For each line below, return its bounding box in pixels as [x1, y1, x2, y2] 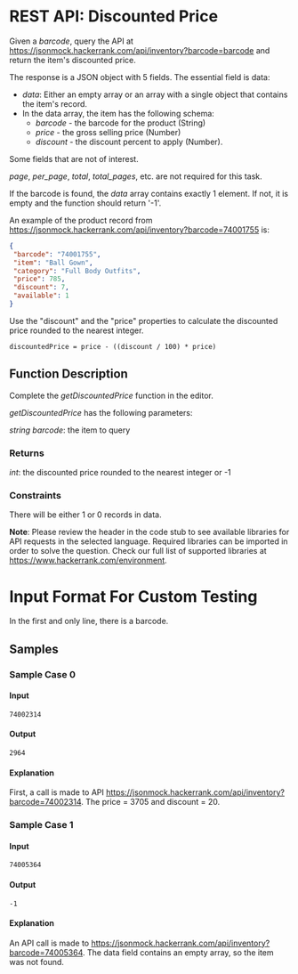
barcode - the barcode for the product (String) [35, 118, 206, 128]
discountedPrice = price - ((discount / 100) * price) [9, 342, 217, 351]
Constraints [9, 489, 62, 501]
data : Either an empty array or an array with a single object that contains [21, 89, 288, 100]
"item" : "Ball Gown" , [12, 258, 93, 267]
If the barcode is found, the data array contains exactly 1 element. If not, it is [9, 188, 289, 199]
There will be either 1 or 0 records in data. [9, 509, 162, 520]
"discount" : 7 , [12, 283, 69, 292]
